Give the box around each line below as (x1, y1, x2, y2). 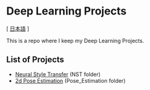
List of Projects (6, 54, 65, 65)
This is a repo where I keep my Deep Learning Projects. (6, 37, 145, 44)
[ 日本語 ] (6, 25, 30, 32)
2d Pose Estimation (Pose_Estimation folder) (15, 77, 126, 84)
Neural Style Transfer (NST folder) (15, 71, 101, 78)
